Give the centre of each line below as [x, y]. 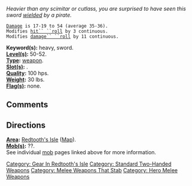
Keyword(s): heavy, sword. [40, 48]
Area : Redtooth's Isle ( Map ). [41, 140]
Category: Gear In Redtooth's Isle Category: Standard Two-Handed [89, 164]
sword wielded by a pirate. [39, 15]
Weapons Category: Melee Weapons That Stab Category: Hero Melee [92, 170]
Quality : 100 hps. [28, 73]
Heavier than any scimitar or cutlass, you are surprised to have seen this [96, 9]
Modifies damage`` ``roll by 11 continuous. [63, 37]
